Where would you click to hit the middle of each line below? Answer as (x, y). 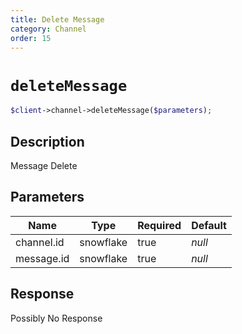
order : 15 (31, 38)
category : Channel (48, 29)
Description (47, 141)
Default (209, 225)
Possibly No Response (56, 318)
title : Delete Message (57, 19)
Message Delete (44, 165)
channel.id (40, 242)
